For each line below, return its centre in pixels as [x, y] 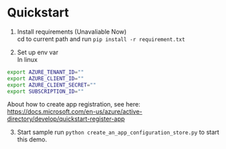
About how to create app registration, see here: [74, 104]
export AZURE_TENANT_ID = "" [46, 72]
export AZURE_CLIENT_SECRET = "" [52, 85]
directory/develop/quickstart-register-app [66, 119]
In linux [27, 59]
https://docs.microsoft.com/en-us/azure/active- [75, 112]
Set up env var [38, 52]
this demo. [32, 139]
